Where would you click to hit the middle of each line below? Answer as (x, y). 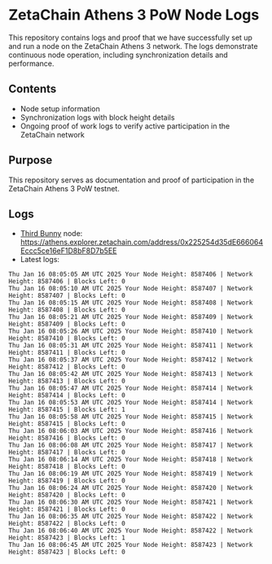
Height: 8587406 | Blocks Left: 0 (67, 282)
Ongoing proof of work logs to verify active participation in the (125, 126)
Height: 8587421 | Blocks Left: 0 (67, 509)
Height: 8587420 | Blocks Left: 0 (67, 495)
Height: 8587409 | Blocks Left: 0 (67, 324)
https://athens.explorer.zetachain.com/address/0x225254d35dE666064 (141, 243)
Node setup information (60, 108)
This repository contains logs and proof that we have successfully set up (130, 37)
